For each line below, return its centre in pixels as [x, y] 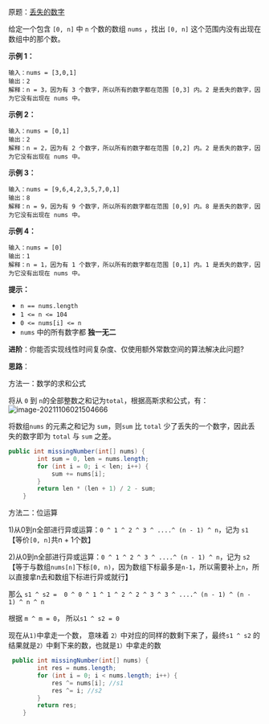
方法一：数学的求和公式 [47, 383]
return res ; [57, 705]
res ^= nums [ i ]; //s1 [88, 683]
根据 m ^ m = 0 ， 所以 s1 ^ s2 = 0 [64, 619]
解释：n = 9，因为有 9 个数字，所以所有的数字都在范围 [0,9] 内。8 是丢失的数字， [132, 207]
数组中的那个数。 [37, 39]
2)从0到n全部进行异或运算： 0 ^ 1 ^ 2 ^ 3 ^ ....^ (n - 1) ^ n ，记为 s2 [129, 557]
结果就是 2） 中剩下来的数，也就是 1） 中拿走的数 [85, 645]
